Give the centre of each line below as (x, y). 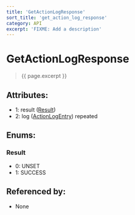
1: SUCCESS (30, 172)
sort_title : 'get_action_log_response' (57, 18)
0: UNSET (27, 166)
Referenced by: (36, 192)
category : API (24, 23)
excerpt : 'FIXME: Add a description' (54, 29)
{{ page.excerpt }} (44, 76)
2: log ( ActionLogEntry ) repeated (56, 116)
